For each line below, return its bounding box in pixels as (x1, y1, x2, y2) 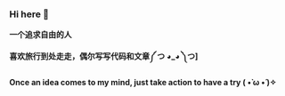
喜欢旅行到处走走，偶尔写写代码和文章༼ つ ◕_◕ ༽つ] (9, 51, 199, 61)
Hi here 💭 (9, 8, 50, 20)
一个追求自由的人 (9, 29, 72, 40)
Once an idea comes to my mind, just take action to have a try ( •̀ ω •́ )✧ (9, 77, 277, 88)
